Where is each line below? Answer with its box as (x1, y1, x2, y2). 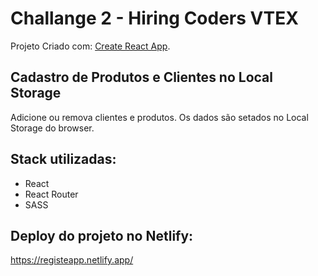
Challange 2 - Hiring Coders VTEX (10, 7, 299, 30)
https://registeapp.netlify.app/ (10, 254, 134, 266)
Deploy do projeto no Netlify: (10, 227, 194, 244)
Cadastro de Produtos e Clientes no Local (10, 69, 273, 86)
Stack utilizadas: (10, 151, 117, 168)
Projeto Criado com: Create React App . (10, 40, 171, 52)
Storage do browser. (10, 122, 95, 134)
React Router (24, 188, 79, 200)
